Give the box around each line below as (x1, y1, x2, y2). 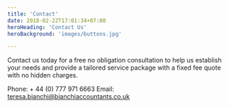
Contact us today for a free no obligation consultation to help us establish (7, 56, 222, 65)
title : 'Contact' (7, 10, 59, 18)
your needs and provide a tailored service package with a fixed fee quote (7, 63, 221, 72)
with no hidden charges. (7, 71, 78, 80)
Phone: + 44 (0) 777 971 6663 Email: (7, 85, 115, 93)
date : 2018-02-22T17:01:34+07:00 (7, 17, 106, 24)
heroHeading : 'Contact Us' (7, 23, 87, 31)
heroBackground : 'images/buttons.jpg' (7, 30, 122, 38)
